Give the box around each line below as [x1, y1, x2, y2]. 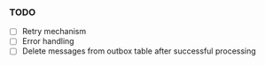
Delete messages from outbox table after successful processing [21, 46, 257, 56]
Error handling [21, 36, 74, 47]
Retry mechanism [21, 26, 87, 37]
